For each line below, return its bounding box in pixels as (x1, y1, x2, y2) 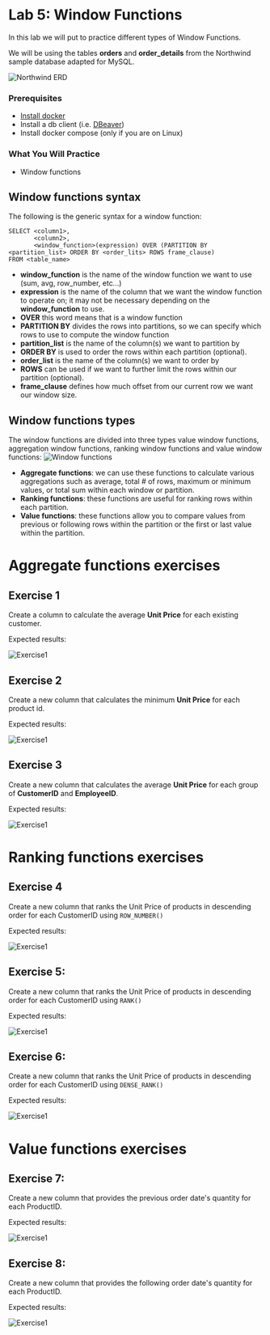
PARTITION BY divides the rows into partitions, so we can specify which (19, 321, 261, 331)
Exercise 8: (8, 1257, 66, 1270)
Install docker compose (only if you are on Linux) (19, 128, 184, 138)
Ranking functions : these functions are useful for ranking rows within (19, 494, 253, 503)
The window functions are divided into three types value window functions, (8, 435, 259, 445)
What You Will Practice (8, 148, 100, 159)
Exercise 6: (8, 1049, 66, 1063)
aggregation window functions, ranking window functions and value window (8, 443, 263, 454)
